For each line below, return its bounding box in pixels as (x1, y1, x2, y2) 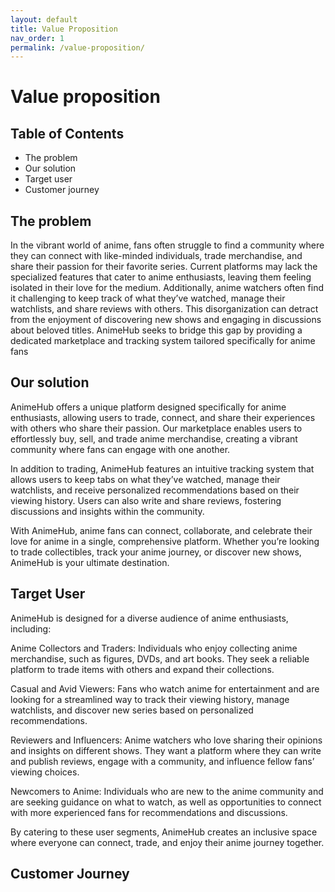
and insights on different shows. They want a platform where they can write (10, 744, 322, 756)
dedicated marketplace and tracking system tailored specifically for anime (10, 335, 316, 347)
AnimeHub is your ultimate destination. (10, 556, 170, 568)
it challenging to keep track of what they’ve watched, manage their (10, 292, 286, 305)
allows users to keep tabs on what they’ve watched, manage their (10, 473, 281, 485)
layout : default (10, 14, 78, 25)
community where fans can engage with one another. (10, 443, 231, 455)
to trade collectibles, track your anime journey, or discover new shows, (10, 546, 302, 558)
